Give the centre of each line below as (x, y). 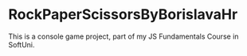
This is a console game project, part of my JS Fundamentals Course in (123, 36)
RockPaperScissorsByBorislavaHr (123, 15)
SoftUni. (22, 44)
